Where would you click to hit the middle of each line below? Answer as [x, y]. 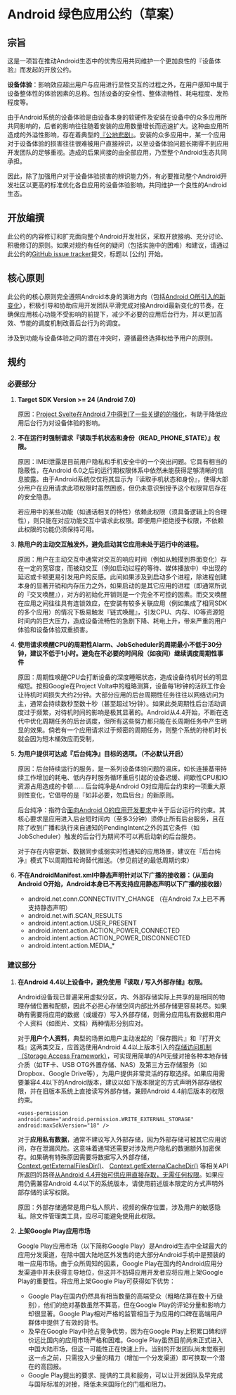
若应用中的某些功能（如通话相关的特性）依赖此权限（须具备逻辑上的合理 [122, 512]
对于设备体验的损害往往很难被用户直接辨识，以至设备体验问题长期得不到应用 [118, 144]
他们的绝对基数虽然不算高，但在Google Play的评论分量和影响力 [135, 1305]
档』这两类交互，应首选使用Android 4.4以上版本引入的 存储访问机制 [114, 1047]
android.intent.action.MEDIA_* [71, 946]
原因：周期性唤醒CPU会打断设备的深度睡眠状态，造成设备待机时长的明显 [123, 677]
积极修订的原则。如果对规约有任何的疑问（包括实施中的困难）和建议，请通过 [118, 245]
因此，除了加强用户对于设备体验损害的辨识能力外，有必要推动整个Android [114, 176]
